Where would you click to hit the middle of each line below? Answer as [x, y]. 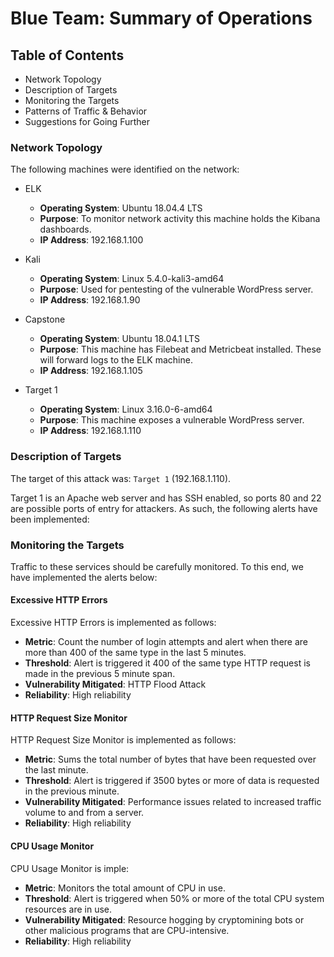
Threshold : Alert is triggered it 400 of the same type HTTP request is [167, 663]
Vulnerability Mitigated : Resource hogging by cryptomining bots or [164, 919]
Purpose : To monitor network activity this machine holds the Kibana [180, 219]
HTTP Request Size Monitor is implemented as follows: [123, 740]
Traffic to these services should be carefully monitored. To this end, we [157, 566]
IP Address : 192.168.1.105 [91, 371]
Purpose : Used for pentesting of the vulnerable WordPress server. [176, 289]
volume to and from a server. [84, 813]
